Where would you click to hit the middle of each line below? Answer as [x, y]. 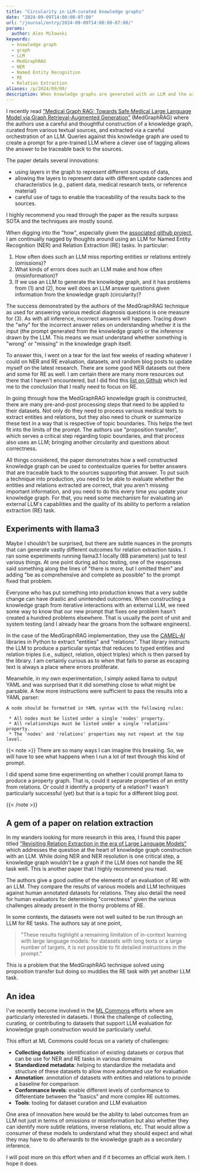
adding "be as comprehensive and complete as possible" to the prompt [93, 575]
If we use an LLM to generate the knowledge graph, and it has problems [102, 281]
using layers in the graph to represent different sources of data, [92, 172]
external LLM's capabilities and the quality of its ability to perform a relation [98, 504]
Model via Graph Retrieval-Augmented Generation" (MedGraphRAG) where [98, 117]
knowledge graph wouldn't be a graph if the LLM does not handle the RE [95, 863]
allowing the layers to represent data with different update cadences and [103, 178]
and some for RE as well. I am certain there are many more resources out [95, 374]
